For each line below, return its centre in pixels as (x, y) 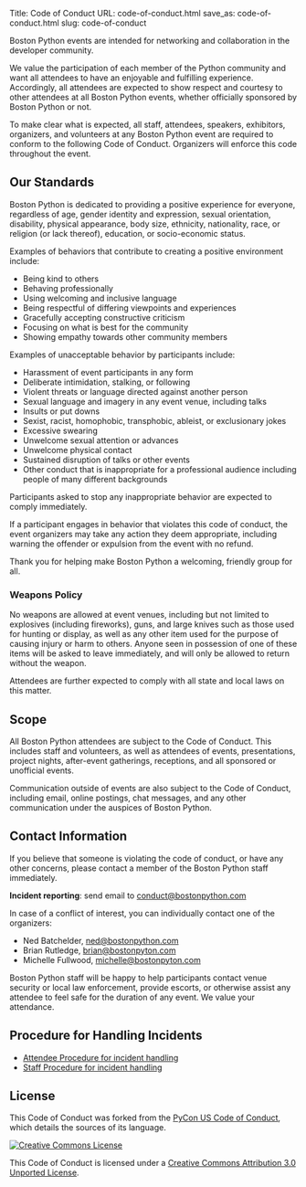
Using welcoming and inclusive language (100, 298)
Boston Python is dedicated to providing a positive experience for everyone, (153, 204)
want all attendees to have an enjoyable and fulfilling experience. (132, 78)
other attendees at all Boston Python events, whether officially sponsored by (153, 97)
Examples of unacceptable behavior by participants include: (122, 355)
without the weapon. (48, 663)
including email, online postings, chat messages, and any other (128, 798)
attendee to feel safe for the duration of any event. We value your (132, 997)
